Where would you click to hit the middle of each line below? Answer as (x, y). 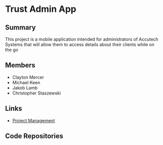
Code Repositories (34, 136)
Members (20, 65)
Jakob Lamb (25, 88)
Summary (20, 27)
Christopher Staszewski (36, 93)
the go (12, 50)
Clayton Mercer (28, 77)
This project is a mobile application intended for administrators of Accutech (82, 39)
